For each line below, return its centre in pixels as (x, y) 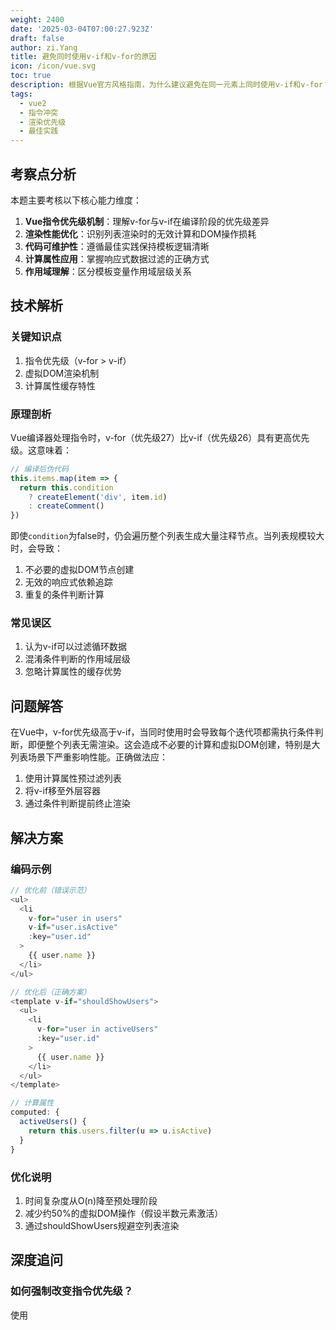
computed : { (35, 1112)
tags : (21, 94)
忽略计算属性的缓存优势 (73, 672)
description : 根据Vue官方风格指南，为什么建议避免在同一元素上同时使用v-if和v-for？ (170, 85)
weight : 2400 (37, 19)
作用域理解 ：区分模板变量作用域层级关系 (108, 271)
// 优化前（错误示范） (51, 890)
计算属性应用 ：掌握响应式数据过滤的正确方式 (117, 258)
